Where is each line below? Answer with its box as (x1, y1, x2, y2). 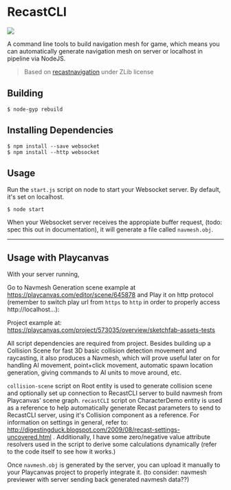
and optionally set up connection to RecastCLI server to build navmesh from (7, 389, 223, 397)
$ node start (7, 206, 45, 213)
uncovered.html (7, 433, 52, 441)
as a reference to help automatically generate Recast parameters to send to (7, 403, 221, 412)
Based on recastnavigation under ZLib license (23, 67, 154, 76)
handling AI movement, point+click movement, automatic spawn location (7, 361, 213, 370)
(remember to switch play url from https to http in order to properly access (7, 298, 221, 307)
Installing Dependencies (7, 124, 113, 136)
